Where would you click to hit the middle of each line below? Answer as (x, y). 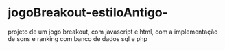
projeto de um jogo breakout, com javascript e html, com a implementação (113, 32)
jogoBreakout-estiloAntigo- (88, 13)
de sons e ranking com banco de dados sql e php (78, 38)
